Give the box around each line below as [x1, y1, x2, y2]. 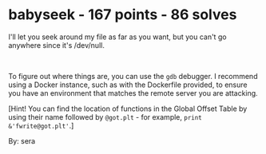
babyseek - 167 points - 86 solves [8, 6, 237, 24]
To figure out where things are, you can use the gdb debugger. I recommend [8, 71, 258, 81]
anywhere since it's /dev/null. [8, 40, 105, 49]
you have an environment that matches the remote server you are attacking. [8, 88, 258, 97]
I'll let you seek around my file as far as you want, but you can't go [8, 32, 227, 41]
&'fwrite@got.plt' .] [8, 120, 74, 130]
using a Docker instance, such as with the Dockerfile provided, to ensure [8, 80, 248, 89]
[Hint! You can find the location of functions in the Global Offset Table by [8, 104, 248, 113]
